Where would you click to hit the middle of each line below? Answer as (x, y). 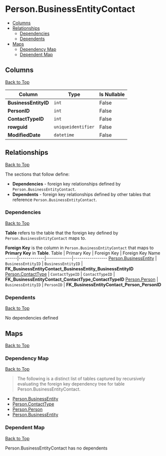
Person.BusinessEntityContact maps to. (46, 238)
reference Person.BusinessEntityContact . (55, 199)
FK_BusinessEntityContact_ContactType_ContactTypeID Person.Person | (82, 279)
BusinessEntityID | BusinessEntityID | (44, 263)
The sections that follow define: (37, 174)
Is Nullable (112, 94)
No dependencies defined (32, 318)
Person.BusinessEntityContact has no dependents (56, 448)
